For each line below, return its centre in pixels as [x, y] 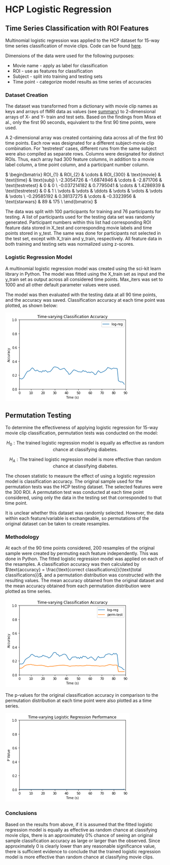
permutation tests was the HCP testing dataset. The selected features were [84, 487]
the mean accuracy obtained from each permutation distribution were [78, 586]
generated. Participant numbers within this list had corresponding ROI [78, 222]
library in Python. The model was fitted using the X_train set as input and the [85, 274]
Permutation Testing [38, 415]
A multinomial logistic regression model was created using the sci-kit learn [83, 268]
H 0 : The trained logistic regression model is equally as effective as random [85, 443]
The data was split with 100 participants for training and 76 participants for [83, 212]
